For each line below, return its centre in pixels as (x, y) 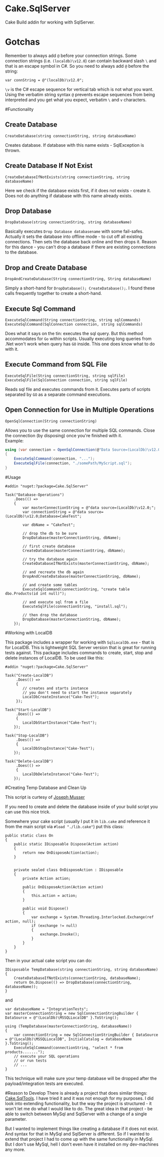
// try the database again (50, 559)
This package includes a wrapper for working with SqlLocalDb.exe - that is (80, 642)
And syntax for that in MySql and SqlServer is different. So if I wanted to (77, 1133)
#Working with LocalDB (29, 632)
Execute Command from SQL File (56, 364)
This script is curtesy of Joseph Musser (45, 797)
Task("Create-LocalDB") (29, 675)
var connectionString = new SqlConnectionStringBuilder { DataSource (86, 1035)
